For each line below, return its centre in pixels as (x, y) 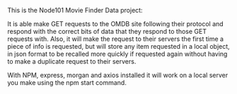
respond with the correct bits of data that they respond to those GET (107, 31)
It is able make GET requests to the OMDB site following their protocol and (116, 24)
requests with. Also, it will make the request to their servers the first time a (116, 39)
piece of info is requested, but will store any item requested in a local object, (118, 46)
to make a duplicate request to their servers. (72, 61)
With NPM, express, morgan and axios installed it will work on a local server (118, 75)
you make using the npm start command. (67, 83)
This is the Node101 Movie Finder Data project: (75, 10)
